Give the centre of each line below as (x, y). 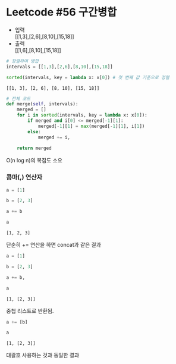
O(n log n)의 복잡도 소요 (34, 161)
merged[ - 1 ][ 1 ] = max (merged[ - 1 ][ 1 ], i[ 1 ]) (91, 126)
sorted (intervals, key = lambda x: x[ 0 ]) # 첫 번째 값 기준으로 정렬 (88, 77)
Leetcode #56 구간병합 (62, 12)
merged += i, (54, 137)
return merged (34, 148)
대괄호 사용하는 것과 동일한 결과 (43, 355)
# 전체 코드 (18, 99)
